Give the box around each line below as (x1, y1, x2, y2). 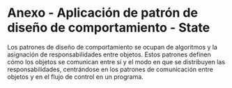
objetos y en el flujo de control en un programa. (7, 72, 144, 81)
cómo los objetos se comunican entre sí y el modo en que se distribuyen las (7, 57, 225, 66)
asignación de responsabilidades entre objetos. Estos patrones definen (7, 50, 211, 59)
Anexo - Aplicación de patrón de (7, 5, 199, 21)
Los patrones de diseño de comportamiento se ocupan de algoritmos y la (7, 43, 218, 51)
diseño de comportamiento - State (7, 20, 210, 36)
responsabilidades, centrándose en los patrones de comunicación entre (7, 65, 214, 73)
